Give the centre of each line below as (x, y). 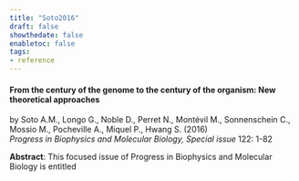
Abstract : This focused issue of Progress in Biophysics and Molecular (141, 157)
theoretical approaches (55, 99)
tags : (20, 52)
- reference (32, 60)
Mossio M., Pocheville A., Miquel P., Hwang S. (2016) (108, 130)
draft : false (34, 27)
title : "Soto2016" (44, 18)
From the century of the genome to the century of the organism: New (143, 90)
